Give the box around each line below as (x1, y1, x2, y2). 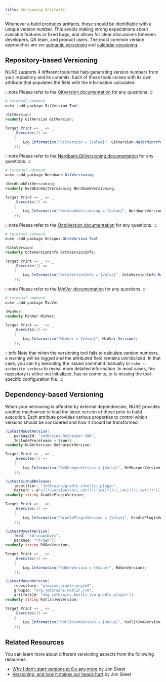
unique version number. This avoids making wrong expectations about (5, 26, 148, 32)
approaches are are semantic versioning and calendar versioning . (5, 41, 139, 47)
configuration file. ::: (22, 376, 64, 382)
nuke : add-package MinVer (5, 300, 58, 305)
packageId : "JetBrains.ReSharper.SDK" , (14, 433, 96, 439)
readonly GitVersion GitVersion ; (5, 117, 74, 122)
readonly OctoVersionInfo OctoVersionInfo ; (5, 250, 96, 255)
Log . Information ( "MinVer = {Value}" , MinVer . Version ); (23, 336, 138, 341)
